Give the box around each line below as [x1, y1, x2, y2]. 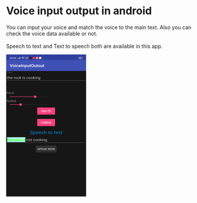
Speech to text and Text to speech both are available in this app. [6, 43, 163, 50]
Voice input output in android [6, 4, 152, 18]
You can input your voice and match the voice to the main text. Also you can [6, 24, 192, 31]
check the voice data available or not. [6, 30, 98, 37]
